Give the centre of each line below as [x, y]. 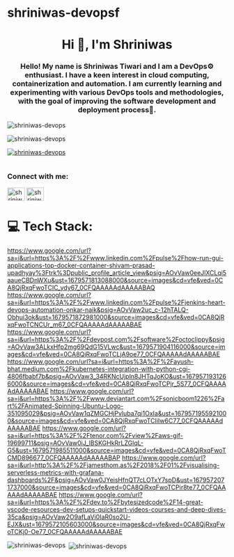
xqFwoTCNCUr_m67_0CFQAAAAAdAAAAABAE [75, 324]
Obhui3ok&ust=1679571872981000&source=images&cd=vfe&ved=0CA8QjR [116, 317]
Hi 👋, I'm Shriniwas [117, 45]
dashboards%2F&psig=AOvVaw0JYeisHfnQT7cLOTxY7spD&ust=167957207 [116, 480]
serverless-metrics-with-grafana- [56, 472]
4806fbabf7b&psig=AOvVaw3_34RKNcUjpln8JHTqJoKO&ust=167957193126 [117, 376]
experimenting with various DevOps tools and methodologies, [117, 93]
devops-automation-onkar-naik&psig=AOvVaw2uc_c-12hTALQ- [98, 309]
